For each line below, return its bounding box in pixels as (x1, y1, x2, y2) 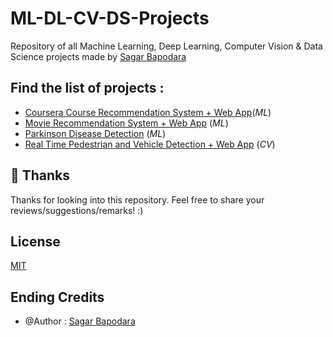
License (10, 233, 61, 250)
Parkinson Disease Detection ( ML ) (24, 127, 167, 139)
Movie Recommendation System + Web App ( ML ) (24, 117, 229, 129)
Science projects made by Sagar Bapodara (10, 50, 187, 62)
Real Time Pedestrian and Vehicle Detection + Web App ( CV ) (24, 138, 276, 150)
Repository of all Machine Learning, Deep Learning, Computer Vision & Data (10, 40, 323, 52)
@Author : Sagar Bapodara (24, 315, 136, 327)
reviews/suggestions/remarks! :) (10, 204, 144, 216)
